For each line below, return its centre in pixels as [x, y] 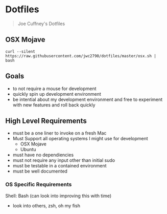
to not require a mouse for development [54, 89]
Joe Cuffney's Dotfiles [41, 24]
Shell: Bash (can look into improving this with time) [58, 196]
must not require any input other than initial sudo [64, 160]
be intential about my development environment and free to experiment [88, 99]
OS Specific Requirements [39, 184]
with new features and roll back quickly [54, 105]
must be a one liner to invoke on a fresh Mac [59, 133]
